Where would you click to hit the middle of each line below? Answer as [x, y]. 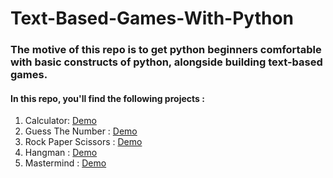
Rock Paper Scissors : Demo [83, 142]
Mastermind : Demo [65, 163]
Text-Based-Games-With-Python [152, 18]
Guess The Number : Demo [81, 131]
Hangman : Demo [61, 153]
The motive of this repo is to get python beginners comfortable [166, 50]
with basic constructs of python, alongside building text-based [166, 62]
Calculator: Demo [60, 121]
